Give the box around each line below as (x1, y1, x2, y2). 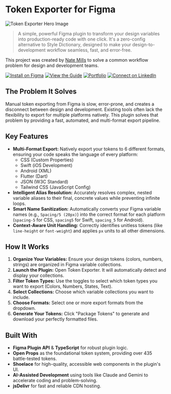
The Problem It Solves (5, 87, 77, 96)
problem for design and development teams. (5, 62, 99, 68)
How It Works (5, 242, 50, 251)
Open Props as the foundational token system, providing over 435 (12, 350, 153, 357)
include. (12, 294, 30, 301)
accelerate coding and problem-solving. (12, 378, 98, 384)
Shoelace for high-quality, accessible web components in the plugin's (12, 361, 161, 367)
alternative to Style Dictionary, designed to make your (17, 41, 132, 47)
